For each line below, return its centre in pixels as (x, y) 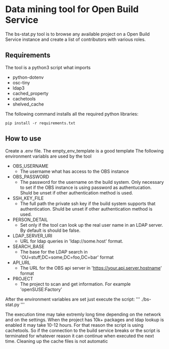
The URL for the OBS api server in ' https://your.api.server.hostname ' (91, 268)
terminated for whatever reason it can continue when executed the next (80, 336)
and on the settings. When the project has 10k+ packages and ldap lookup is (84, 320)
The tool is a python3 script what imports (48, 67)
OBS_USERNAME (31, 166)
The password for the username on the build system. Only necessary (92, 182)
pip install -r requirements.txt (40, 123)
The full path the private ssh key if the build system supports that (88, 204)
